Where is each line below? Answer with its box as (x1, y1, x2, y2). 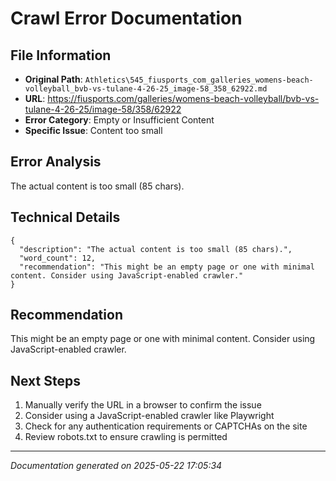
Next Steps (10, 372, 81, 389)
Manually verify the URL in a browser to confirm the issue (24, 399, 262, 411)
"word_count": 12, (19, 253, 97, 263)
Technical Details (10, 209, 121, 226)
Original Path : (24, 73, 83, 85)
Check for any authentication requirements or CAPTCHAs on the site (24, 420, 308, 432)
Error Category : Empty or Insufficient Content (24, 114, 215, 126)
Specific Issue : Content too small (24, 125, 163, 136)
